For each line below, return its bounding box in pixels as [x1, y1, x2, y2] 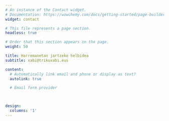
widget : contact [5, 17, 39, 22]
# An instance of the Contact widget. [5, 7, 87, 13]
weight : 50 [5, 44, 28, 49]
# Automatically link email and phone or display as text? [10, 71, 136, 77]
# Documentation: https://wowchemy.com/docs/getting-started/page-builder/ [5, 12, 167, 17]
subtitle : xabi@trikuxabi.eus [5, 58, 69, 63]
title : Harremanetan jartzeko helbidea [5, 53, 89, 58]
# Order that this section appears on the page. [5, 40, 109, 45]
